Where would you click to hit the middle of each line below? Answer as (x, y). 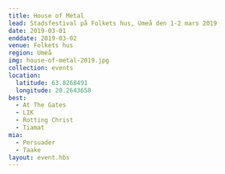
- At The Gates (41, 105)
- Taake (29, 150)
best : (17, 98)
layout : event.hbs (39, 157)
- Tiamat (30, 127)
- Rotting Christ (45, 120)
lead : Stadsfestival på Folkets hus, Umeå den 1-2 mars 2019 (113, 23)
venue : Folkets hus (41, 46)
